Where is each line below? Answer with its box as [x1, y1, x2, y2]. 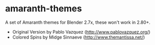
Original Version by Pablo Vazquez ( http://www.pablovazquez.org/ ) [12, 29, 151, 35]
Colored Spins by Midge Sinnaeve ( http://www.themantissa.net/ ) [12, 34, 146, 40]
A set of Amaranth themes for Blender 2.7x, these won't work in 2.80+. [5, 19, 151, 25]
